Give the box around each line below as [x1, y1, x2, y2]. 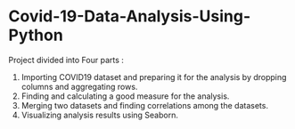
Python [8, 25, 63, 45]
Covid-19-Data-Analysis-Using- [8, 6, 251, 27]
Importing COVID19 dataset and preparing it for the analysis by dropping [20, 71, 287, 82]
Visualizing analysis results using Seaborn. [20, 109, 179, 120]
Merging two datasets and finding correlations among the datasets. [20, 100, 269, 110]
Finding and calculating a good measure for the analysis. [20, 91, 230, 101]
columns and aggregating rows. [20, 81, 138, 92]
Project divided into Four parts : [8, 54, 124, 65]
